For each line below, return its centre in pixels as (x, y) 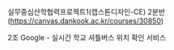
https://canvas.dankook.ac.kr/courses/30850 (85, 21)
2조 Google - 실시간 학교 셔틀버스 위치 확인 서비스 (87, 37)
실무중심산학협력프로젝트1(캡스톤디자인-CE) (77, 12)
